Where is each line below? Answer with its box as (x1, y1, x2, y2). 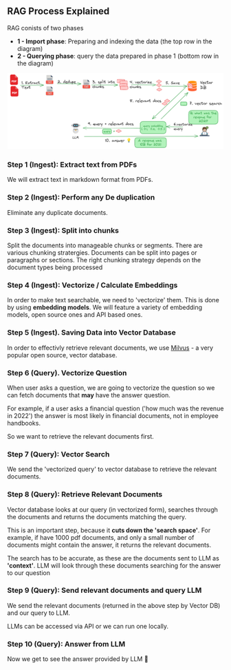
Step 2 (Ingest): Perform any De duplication (7, 193, 155, 202)
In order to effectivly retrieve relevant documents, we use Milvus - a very (7, 344, 214, 352)
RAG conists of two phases (7, 23, 84, 32)
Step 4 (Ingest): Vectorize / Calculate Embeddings (7, 280, 178, 290)
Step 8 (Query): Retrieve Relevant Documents (7, 490, 163, 499)
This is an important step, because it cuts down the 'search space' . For (7, 526, 211, 534)
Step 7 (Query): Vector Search (7, 449, 110, 459)
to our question (7, 568, 50, 577)
